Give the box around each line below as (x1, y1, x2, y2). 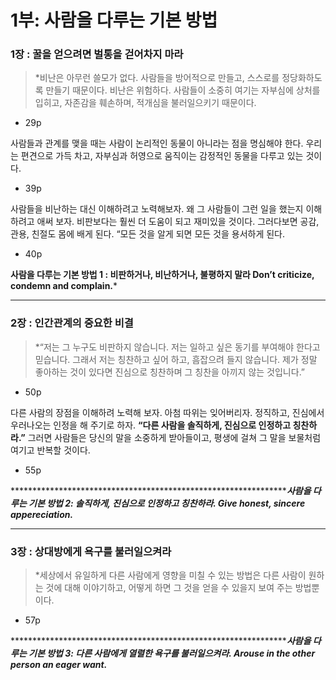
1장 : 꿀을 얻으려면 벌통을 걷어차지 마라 (10, 47, 184, 61)
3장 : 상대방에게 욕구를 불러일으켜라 (10, 544, 172, 558)
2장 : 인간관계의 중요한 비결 (10, 316, 134, 330)
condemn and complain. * (10, 280, 118, 292)
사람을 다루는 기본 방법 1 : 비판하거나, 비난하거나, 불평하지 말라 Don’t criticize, (10, 269, 315, 281)
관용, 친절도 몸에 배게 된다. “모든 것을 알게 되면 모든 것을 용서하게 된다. (10, 228, 286, 240)
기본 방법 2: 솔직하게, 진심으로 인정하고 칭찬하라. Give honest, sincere (28, 497, 306, 509)
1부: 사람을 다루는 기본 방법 (10, 9, 218, 32)
